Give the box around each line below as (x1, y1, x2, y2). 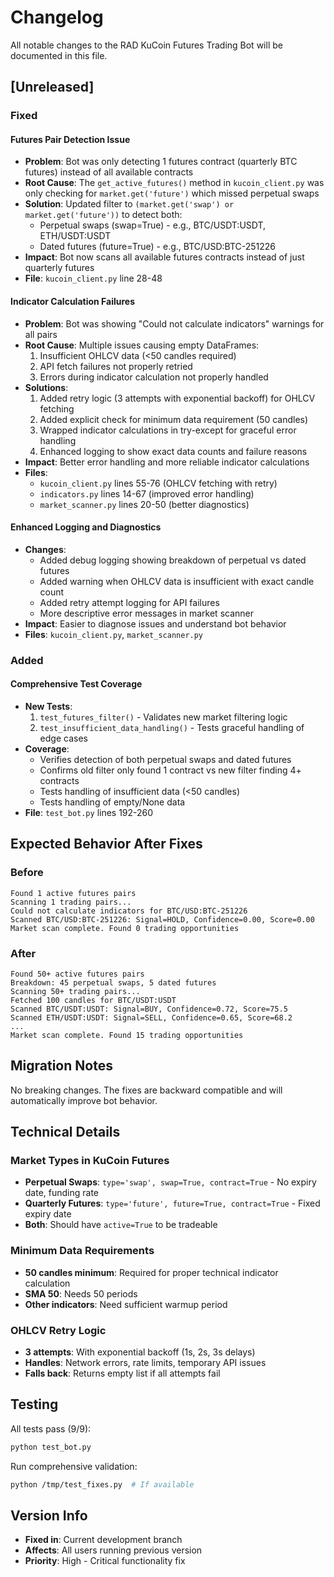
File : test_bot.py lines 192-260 (24, 806, 154, 818)
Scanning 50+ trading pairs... (10, 986, 141, 996)
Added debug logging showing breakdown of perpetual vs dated (39, 554, 307, 566)
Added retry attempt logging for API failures (39, 596, 220, 608)
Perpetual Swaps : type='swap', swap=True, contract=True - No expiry (24, 1176, 317, 1188)
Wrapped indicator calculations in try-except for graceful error (39, 424, 297, 436)
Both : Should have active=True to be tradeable (24, 1219, 218, 1231)
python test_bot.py (10, 1442, 92, 1452)
